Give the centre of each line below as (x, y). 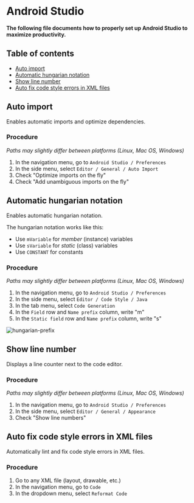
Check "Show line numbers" (50, 418)
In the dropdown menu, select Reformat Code (71, 493)
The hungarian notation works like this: (55, 227)
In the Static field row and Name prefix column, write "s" (88, 318)
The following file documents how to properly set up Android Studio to (97, 28)
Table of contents (40, 54)
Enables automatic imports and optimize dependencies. (76, 121)
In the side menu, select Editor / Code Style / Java (81, 299)
